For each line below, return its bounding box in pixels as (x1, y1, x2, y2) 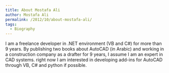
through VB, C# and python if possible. (5, 62, 87, 68)
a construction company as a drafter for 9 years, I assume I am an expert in (5, 52, 163, 58)
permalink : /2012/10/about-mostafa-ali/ (5, 17, 93, 22)
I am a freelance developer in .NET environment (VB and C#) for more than (5, 40, 162, 46)
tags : (5, 21, 17, 27)
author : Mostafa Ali (5, 12, 49, 17)
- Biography (10, 27, 36, 32)
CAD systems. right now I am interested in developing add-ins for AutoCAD (5, 57, 163, 63)
